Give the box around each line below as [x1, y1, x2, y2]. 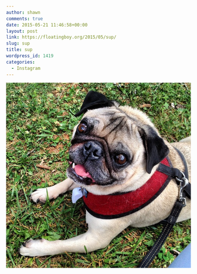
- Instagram [11, 65, 41, 71]
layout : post [6, 28, 38, 34]
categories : [6, 59, 35, 65]
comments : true [6, 15, 43, 22]
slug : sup [6, 41, 30, 46]
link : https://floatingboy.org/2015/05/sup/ [6, 34, 117, 41]
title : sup [6, 47, 33, 53]
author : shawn [6, 9, 41, 15]
